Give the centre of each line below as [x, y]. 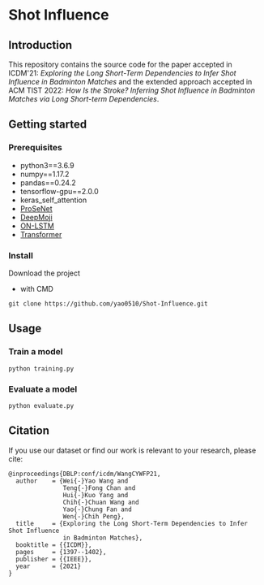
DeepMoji [36, 217]
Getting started [48, 125]
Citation [29, 431]
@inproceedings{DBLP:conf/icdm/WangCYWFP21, [85, 474]
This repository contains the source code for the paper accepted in [120, 64]
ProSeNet [36, 208]
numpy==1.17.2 [45, 174]
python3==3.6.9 [47, 165]
